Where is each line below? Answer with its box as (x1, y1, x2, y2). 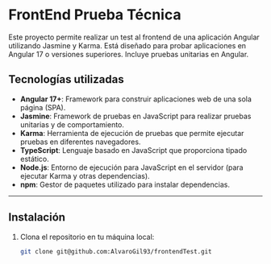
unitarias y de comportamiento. (19, 119, 125, 130)
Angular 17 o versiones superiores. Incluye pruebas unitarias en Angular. (8, 49, 249, 59)
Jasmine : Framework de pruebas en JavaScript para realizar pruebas (19, 111, 252, 121)
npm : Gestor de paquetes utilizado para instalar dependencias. (19, 179, 230, 189)
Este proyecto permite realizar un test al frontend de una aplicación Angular (8, 32, 260, 42)
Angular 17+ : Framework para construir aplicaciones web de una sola (19, 94, 252, 104)
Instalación (8, 211, 66, 225)
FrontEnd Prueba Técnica (8, 6, 181, 24)
